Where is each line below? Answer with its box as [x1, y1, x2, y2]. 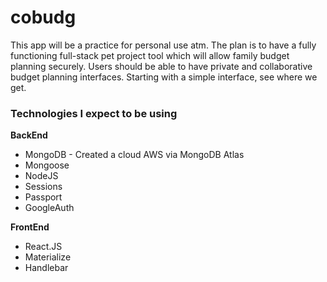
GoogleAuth [24, 202, 75, 214]
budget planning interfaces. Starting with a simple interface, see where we [10, 71, 318, 83]
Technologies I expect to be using [10, 106, 178, 120]
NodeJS [24, 170, 59, 182]
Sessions [24, 181, 63, 193]
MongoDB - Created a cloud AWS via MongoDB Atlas [24, 149, 245, 161]
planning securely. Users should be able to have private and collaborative [10, 60, 313, 72]
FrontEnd [10, 221, 50, 233]
